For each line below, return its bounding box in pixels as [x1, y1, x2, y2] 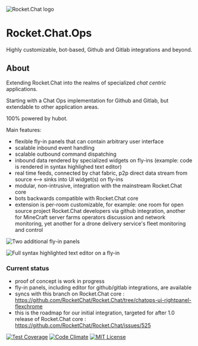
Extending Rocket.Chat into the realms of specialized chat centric [6, 79, 166, 86]
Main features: [6, 126, 42, 133]
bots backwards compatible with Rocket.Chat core [14, 194, 139, 202]
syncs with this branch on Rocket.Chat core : [14, 290, 125, 297]
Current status [6, 264, 49, 272]
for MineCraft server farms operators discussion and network [14, 213, 165, 221]
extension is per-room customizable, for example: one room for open [14, 201, 184, 208]
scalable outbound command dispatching [14, 150, 117, 158]
